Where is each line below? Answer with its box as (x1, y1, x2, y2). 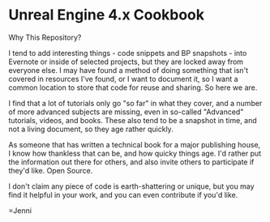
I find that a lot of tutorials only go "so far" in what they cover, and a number (8, 98, 263, 108)
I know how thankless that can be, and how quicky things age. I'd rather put (8, 148, 262, 158)
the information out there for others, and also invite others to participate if (8, 156, 255, 167)
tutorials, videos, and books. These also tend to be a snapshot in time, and (8, 115, 257, 125)
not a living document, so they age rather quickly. (8, 124, 174, 134)
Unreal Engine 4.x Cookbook (8, 6, 205, 24)
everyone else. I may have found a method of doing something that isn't (8, 65, 249, 75)
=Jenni (8, 205, 32, 216)
